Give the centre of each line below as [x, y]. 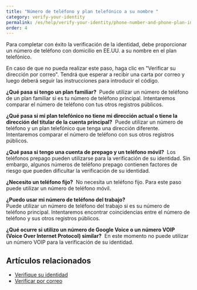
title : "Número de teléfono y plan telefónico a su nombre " [82, 11]
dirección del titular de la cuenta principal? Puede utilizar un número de [95, 122]
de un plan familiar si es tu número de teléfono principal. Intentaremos [91, 98]
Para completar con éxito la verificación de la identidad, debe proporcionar [96, 45]
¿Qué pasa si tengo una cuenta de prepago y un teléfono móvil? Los [91, 152]
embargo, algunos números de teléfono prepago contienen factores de [92, 165]
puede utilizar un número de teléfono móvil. [59, 189]
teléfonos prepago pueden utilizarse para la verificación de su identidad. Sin [98, 158]
